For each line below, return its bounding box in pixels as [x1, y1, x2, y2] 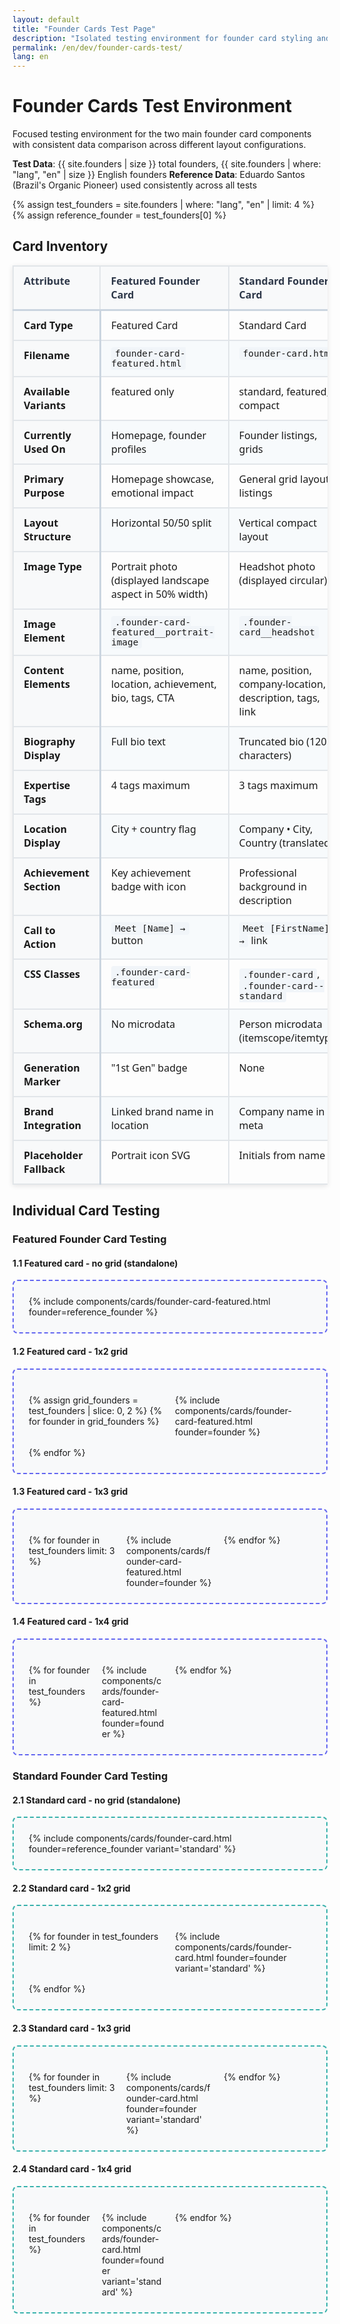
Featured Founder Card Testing [12, 1232, 167, 1246]
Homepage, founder [110, 427, 207, 443]
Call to [23, 922, 56, 938]
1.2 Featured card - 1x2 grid [12, 1345, 129, 1357]
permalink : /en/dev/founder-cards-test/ [12, 42, 184, 53]
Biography [23, 734, 76, 749]
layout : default [12, 14, 80, 25]
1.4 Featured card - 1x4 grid [12, 1616, 129, 1628]
